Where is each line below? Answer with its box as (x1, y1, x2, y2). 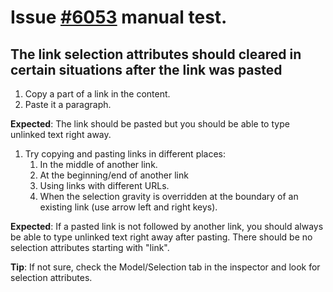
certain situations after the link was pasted (10, 61, 283, 78)
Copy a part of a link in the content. (24, 88, 171, 100)
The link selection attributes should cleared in (10, 46, 302, 63)
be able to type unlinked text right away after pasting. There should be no (10, 231, 313, 243)
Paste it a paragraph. (24, 99, 112, 110)
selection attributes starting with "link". (10, 242, 170, 253)
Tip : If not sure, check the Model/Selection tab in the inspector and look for (10, 261, 321, 273)
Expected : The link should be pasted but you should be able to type (10, 118, 290, 130)
